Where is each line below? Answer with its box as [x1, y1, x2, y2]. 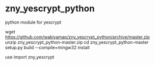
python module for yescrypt [5, 19, 61, 25]
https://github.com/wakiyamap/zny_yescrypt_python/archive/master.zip [5, 34, 150, 40]
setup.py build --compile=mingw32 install [5, 44, 90, 50]
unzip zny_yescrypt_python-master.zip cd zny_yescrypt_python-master [5, 39, 149, 45]
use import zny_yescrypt [5, 54, 54, 60]
